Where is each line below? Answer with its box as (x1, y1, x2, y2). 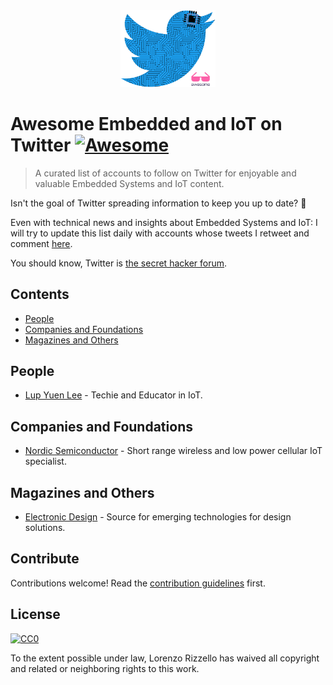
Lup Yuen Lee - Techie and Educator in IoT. (24, 389, 203, 401)
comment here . (10, 237, 73, 249)
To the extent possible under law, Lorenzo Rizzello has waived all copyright (10, 652, 320, 664)
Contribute (10, 550, 80, 568)
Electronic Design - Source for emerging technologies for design (24, 511, 292, 523)
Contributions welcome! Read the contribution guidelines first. (10, 577, 266, 589)
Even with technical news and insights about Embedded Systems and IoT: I (10, 216, 318, 228)
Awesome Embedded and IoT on (10, 113, 283, 136)
